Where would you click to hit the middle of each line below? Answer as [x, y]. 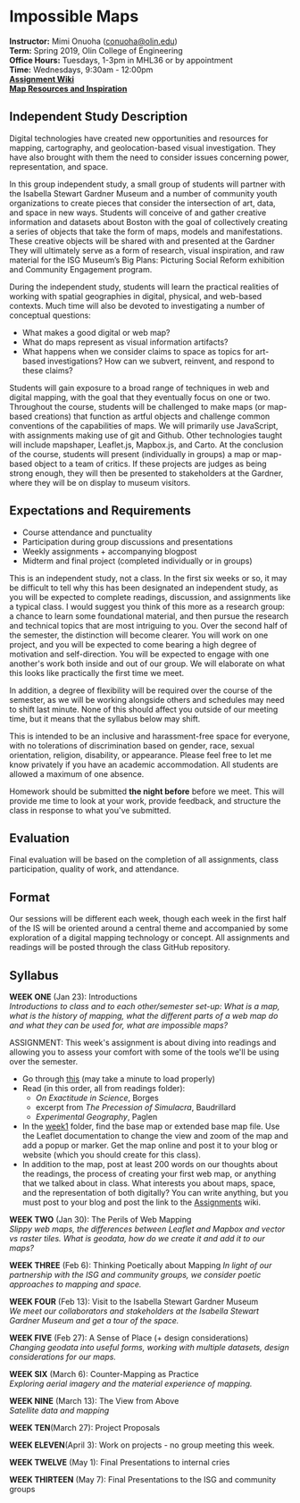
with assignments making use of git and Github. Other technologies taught [146, 435]
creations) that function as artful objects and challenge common [152, 416]
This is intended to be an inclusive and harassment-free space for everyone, [150, 736]
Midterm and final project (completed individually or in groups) [137, 561]
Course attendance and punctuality [87, 532]
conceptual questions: [50, 315]
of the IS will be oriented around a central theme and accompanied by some [149, 928]
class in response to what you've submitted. [90, 810]
